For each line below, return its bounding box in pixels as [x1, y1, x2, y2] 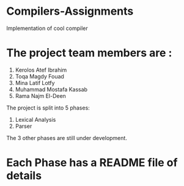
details [6, 169, 42, 183]
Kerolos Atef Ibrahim [15, 66, 67, 73]
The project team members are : [6, 46, 172, 60]
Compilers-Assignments [6, 4, 134, 18]
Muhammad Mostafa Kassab [15, 86, 87, 93]
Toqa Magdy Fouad [15, 72, 64, 80]
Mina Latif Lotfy [15, 79, 55, 86]
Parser [15, 122, 32, 130]
